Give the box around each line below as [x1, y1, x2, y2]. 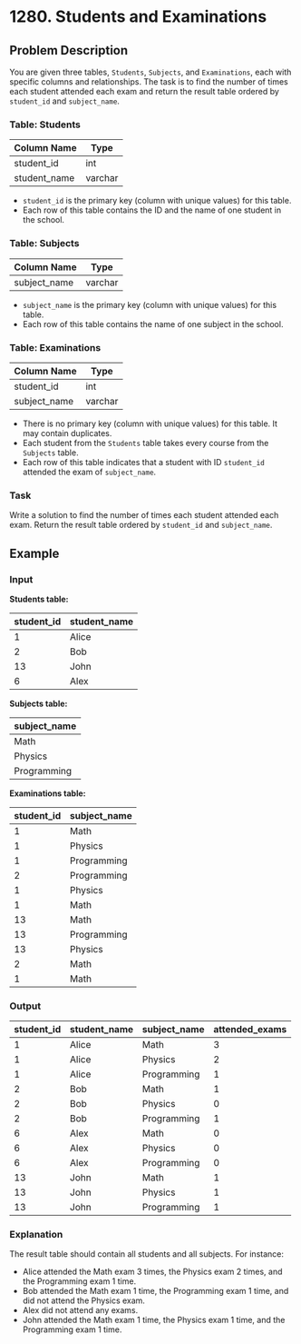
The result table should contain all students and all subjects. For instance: [9, 1249, 284, 1259]
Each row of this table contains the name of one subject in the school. [22, 318, 284, 329]
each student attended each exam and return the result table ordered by [9, 86, 279, 96]
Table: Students [9, 118, 82, 131]
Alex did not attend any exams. [22, 1305, 139, 1316]
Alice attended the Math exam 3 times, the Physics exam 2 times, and [22, 1266, 283, 1278]
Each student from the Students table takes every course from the [22, 437, 269, 448]
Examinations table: [9, 788, 86, 799]
